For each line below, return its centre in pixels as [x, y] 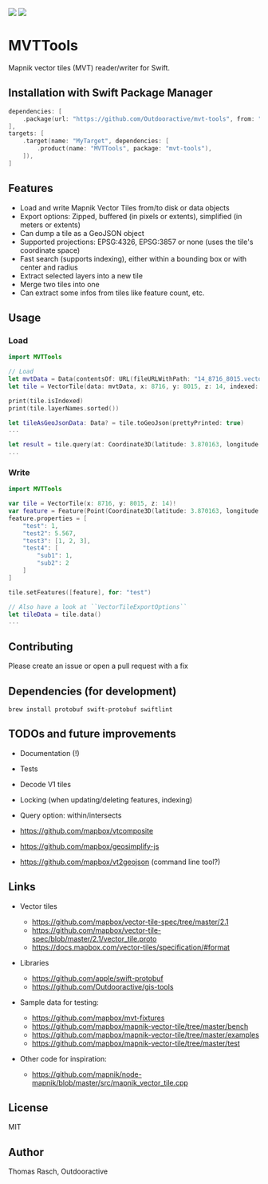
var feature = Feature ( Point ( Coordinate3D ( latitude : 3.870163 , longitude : [135, 511]
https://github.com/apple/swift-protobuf [97, 978]
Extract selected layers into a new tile [81, 275]
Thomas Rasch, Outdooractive [58, 1171]
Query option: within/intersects [71, 815]
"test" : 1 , [41, 526]
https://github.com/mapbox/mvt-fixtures [98, 1018]
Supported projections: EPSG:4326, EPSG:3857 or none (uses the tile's [136, 242]
